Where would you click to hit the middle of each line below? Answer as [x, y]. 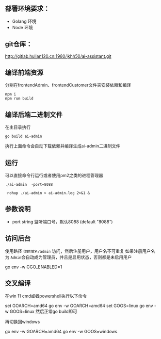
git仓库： [19, 44]
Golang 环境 [24, 21]
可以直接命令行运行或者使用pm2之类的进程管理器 [54, 176]
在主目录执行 [18, 127]
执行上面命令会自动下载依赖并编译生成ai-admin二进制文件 [63, 146]
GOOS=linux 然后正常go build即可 [43, 311]
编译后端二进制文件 [34, 115]
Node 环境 [22, 27]
